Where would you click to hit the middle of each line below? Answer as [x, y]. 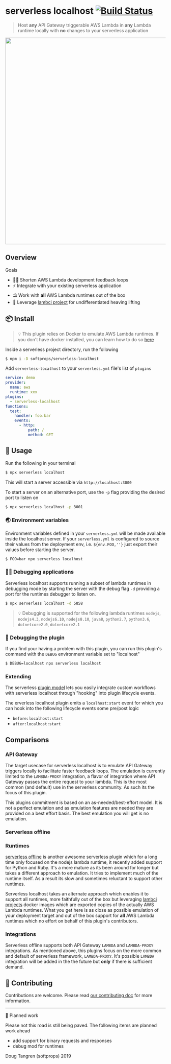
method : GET [40, 435]
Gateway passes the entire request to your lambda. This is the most [76, 782]
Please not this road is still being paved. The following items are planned [81, 1025]
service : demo [20, 378]
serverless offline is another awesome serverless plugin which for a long [81, 857]
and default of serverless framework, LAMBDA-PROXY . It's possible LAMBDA [80, 956]
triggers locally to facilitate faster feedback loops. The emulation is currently [85, 771]
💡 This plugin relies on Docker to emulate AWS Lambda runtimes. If [88, 334]
